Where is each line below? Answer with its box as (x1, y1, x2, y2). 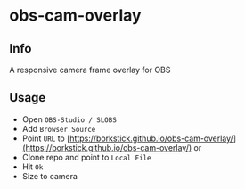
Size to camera (21, 170, 78, 181)
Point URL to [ (21, 133, 70, 144)
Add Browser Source (21, 123, 96, 134)
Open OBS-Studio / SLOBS (21, 113, 118, 125)
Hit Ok (21, 161, 44, 172)
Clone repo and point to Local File (21, 152, 151, 162)
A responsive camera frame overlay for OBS (9, 64, 171, 75)
